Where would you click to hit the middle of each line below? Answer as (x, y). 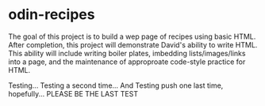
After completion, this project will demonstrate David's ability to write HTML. (133, 44)
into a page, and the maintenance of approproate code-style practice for (127, 62)
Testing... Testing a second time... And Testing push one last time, (116, 85)
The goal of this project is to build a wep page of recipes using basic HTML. (132, 36)
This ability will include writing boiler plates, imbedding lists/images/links (127, 53)
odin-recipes (52, 15)
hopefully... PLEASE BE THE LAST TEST (73, 93)
